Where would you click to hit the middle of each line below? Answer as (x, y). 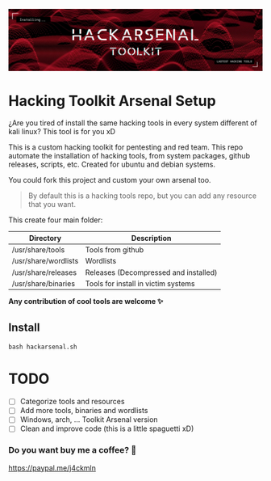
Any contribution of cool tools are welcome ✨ (86, 302)
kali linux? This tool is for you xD (62, 132)
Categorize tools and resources (72, 402)
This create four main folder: (56, 220)
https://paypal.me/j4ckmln (52, 468)
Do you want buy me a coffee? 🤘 (73, 450)
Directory (45, 238)
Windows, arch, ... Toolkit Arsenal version (89, 420)
